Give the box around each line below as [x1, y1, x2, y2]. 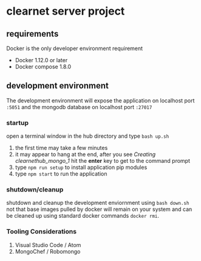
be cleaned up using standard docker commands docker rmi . [6, 212, 160, 220]
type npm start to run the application [15, 170, 107, 177]
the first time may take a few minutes [15, 145, 108, 152]
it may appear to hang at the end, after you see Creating [15, 151, 156, 158]
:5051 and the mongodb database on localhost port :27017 [6, 103, 152, 110]
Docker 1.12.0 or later [15, 57, 68, 63]
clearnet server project [6, 4, 125, 18]
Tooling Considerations [6, 227, 77, 236]
